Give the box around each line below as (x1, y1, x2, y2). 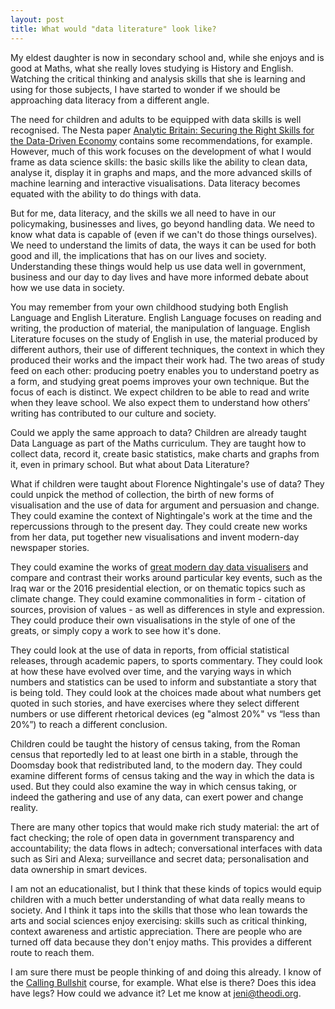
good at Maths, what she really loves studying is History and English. (10, 62, 294, 74)
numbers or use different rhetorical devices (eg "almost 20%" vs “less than (10, 707, 321, 720)
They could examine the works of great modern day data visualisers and (10, 561, 309, 573)
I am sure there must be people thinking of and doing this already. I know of (10, 966, 322, 978)
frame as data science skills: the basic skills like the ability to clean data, (10, 156, 308, 168)
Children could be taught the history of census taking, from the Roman (10, 737, 301, 750)
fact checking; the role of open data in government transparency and (10, 831, 295, 843)
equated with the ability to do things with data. (10, 187, 202, 200)
